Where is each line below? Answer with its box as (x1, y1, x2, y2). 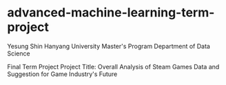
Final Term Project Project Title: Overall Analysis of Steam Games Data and (7, 62, 220, 71)
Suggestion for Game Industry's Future (7, 70, 118, 78)
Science (7, 49, 30, 58)
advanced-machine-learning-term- (7, 5, 215, 21)
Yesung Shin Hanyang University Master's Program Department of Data (7, 42, 210, 50)
